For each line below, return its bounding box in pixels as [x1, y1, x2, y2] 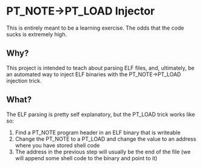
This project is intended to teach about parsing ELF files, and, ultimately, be [6, 64, 195, 71]
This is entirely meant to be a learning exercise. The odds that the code [6, 24, 184, 31]
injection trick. [6, 77, 42, 84]
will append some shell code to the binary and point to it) [15, 154, 158, 161]
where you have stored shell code [15, 141, 100, 149]
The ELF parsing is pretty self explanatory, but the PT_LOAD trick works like [6, 111, 195, 118]
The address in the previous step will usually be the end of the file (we [15, 148, 191, 155]
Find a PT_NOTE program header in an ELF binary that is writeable [15, 129, 181, 136]
